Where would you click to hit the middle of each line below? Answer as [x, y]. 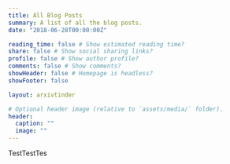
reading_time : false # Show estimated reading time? [96, 44]
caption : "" [35, 124]
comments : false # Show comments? [65, 66]
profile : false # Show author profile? [74, 59]
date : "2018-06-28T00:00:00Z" [58, 30]
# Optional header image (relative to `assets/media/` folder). [116, 109]
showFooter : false [38, 80]
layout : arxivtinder [42, 95]
